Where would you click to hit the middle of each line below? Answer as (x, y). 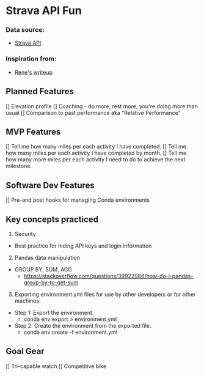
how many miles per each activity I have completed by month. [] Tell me (96, 153)
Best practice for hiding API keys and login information (83, 246)
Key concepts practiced (52, 219)
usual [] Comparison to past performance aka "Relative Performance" (93, 112)
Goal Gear (25, 351)
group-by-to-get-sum (51, 282)
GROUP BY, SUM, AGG (43, 270)
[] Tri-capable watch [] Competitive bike (56, 366)
